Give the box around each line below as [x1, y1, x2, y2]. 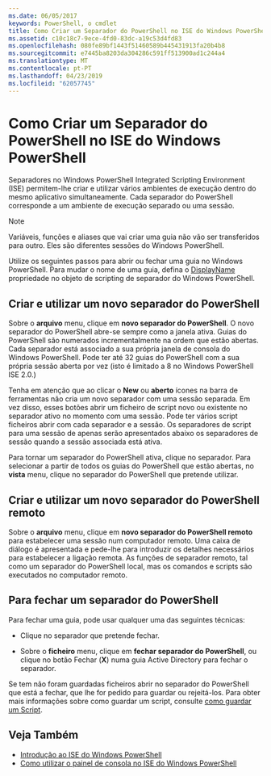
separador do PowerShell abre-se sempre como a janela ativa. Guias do [8, 327, 248, 337]
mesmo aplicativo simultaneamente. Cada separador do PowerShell [8, 192, 234, 202]
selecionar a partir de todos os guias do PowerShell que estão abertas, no [8, 461, 254, 471]
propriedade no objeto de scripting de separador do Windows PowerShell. [8, 274, 256, 283]
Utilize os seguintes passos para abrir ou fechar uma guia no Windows [8, 256, 244, 266]
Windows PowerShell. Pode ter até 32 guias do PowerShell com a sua [8, 353, 240, 363]
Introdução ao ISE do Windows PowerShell [19, 749, 163, 759]
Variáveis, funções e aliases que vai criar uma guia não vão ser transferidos [8, 232, 260, 242]
